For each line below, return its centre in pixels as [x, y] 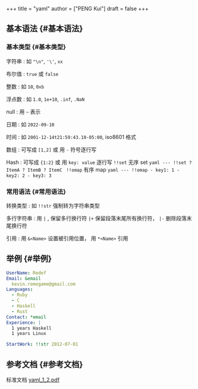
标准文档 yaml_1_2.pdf [33, 379]
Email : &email [24, 279]
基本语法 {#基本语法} [45, 29]
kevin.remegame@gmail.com [44, 284]
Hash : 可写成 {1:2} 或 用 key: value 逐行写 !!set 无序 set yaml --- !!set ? [99, 162]
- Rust [20, 311]
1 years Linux [29, 334]
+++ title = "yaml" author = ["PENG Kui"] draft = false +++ [77, 9]
